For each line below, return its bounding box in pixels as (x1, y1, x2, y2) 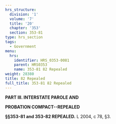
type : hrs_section (5, 35, 43, 40)
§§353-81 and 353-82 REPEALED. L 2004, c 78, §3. (5, 113, 111, 119)
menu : (5, 48, 16, 53)
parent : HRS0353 (14, 62, 48, 67)
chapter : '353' (9, 26, 41, 31)
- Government (9, 44, 37, 49)
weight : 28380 (5, 72, 35, 77)
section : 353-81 (9, 30, 43, 35)
